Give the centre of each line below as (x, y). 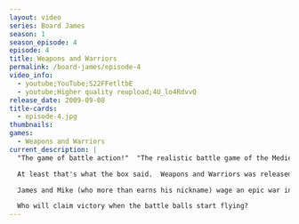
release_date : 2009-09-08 (57, 100)
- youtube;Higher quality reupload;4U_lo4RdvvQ (107, 92)
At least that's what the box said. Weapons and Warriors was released (155, 174)
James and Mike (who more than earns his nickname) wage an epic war (149, 190)
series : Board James (48, 26)
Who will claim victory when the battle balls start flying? (133, 206)
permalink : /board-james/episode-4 (75, 68)
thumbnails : (31, 125)
